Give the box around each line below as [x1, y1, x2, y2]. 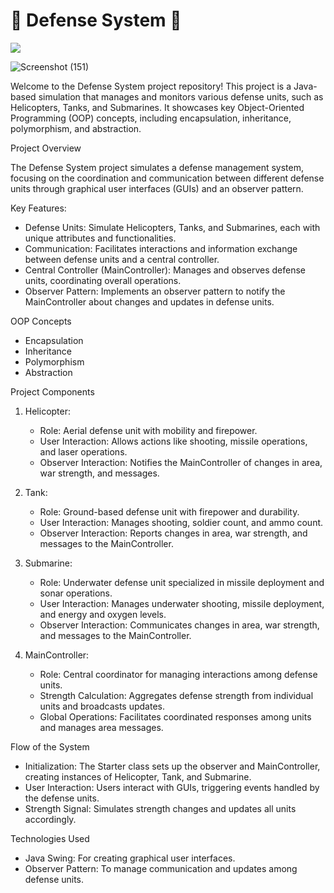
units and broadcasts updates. [39, 700, 165, 712]
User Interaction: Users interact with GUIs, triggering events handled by [24, 781, 320, 793]
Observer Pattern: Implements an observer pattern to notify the [24, 285, 286, 297]
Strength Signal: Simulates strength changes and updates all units [24, 802, 297, 814]
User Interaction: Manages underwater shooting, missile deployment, [39, 597, 325, 609]
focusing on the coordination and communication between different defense [10, 172, 325, 184]
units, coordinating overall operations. [24, 274, 182, 286]
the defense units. [24, 792, 100, 804]
